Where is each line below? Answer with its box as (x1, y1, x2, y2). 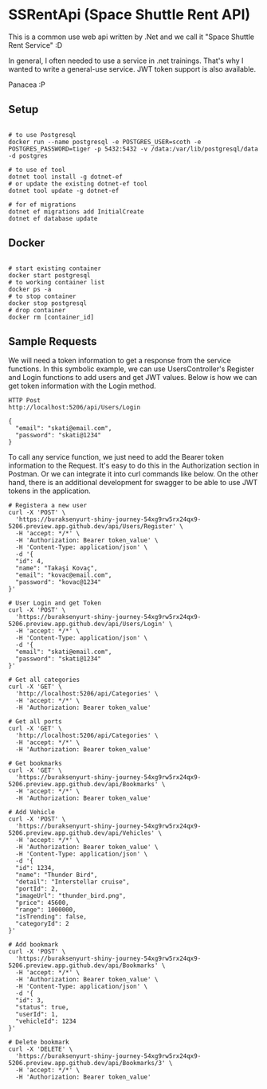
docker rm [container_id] (8, 313, 94, 321)
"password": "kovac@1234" (15, 578, 102, 586)
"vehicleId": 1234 (15, 1017, 77, 1025)
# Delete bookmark (8, 1038, 69, 1047)
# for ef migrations (8, 201, 77, 209)
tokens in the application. (8, 486, 91, 496)
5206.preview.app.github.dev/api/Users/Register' (8, 523, 177, 531)
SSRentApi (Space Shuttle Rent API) (8, 6, 251, 24)
